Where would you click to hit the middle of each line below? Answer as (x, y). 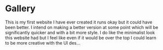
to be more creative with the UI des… (43, 43)
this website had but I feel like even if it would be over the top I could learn (81, 38)
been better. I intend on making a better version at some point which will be (82, 27)
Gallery (20, 9)
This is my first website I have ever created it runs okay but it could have (79, 22)
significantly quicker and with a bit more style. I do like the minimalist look (80, 32)
